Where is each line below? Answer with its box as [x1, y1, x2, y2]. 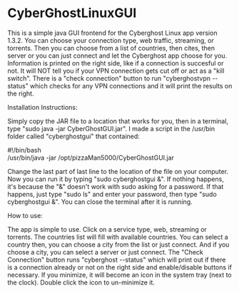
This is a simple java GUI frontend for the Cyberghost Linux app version [7, 29, 218, 37]
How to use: [7, 211, 43, 220]
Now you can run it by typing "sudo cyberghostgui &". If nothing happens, [7, 175, 225, 183]
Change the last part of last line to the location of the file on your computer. [7, 167, 229, 175]
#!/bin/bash [7, 145, 41, 154]
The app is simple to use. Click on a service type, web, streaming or [7, 225, 207, 233]
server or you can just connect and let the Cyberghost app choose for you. [7, 51, 228, 60]
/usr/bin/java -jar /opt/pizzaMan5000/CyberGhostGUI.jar [7, 153, 175, 162]
